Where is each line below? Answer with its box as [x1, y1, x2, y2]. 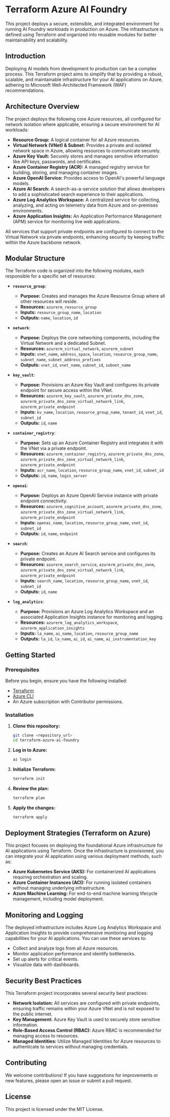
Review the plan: [12, 785, 50, 791]
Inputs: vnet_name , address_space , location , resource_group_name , [20, 351, 158, 357]
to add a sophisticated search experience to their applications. [12, 191, 144, 197]
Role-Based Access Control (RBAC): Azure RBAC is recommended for [12, 1027, 162, 1033]
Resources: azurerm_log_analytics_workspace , [20, 619, 119, 625]
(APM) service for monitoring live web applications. [12, 218, 121, 224]
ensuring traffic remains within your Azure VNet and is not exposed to [12, 1006, 160, 1012]
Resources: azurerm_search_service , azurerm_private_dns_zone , [20, 561, 156, 567]
